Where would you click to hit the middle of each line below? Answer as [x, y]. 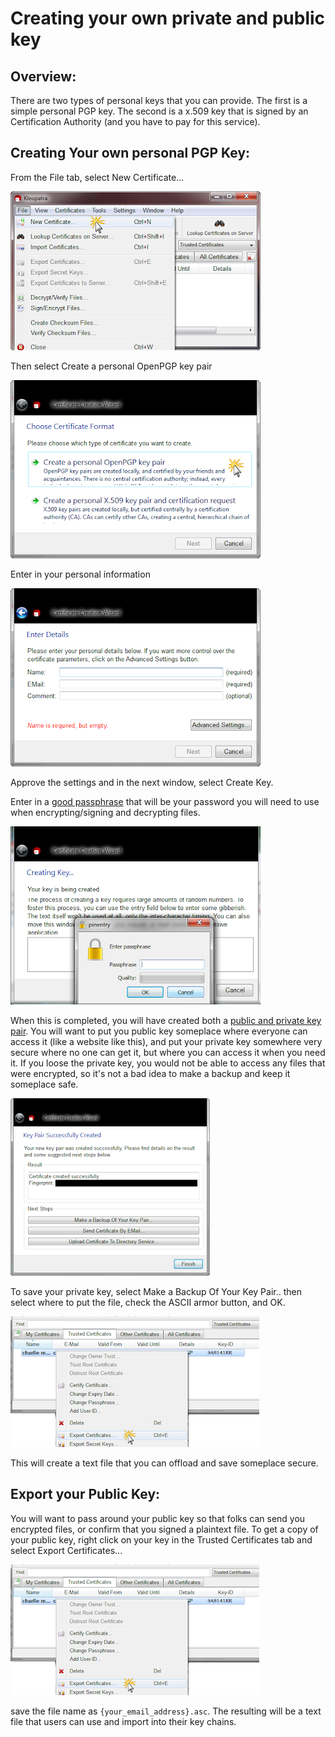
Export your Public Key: [85, 1494]
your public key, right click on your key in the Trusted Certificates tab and [161, 1539]
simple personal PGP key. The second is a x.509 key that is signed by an [159, 111]
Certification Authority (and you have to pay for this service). [135, 121]
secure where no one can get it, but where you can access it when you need [168, 1052]
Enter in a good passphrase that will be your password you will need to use [165, 801]
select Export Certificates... [66, 1550]
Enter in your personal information [80, 574]
